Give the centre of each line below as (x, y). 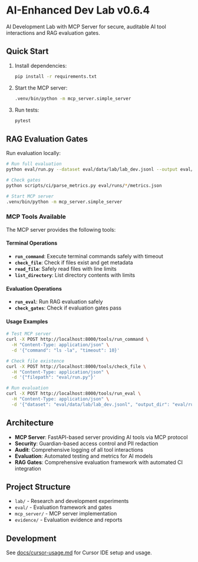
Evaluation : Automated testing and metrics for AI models (84, 456)
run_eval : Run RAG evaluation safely (59, 302)
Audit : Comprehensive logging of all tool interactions (79, 449)
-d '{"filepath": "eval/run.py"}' (54, 377)
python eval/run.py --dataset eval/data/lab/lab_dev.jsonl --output (92, 170)
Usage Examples (27, 321)
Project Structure (38, 487)
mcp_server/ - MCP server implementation (66, 514)
